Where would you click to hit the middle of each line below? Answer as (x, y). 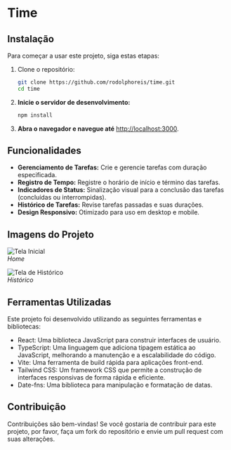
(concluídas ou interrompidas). (62, 198)
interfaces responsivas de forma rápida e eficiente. (91, 378)
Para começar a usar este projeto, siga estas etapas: (84, 56)
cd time (28, 89)
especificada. (37, 175)
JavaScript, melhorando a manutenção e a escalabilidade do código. (117, 355)
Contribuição (37, 407)
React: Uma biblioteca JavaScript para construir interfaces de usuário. (119, 340)
